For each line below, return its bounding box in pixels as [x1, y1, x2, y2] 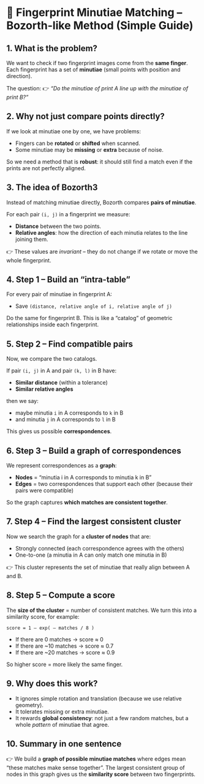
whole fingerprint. [6, 256, 51, 264]
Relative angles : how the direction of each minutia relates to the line [15, 229, 188, 236]
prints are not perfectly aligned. [6, 164, 86, 171]
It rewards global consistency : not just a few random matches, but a [15, 714, 189, 721]
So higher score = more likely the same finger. [6, 661, 123, 668]
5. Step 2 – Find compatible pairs [6, 339, 134, 349]
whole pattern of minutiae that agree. [15, 721, 110, 728]
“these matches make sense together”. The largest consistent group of [6, 764, 185, 772]
